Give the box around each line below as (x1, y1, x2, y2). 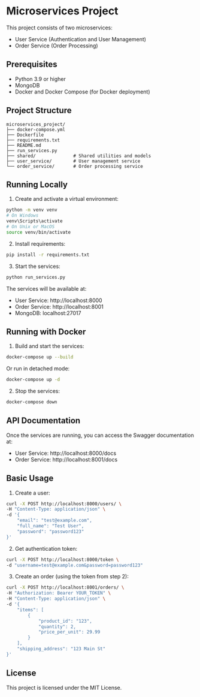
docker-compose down (6, 399, 58, 405)
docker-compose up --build (6, 354, 74, 360)
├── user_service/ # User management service (6, 158, 141, 164)
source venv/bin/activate (6, 229, 71, 235)
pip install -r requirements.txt (6, 252, 90, 258)
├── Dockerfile (6, 132, 44, 138)
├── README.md (6, 142, 42, 148)
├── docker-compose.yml (6, 126, 66, 132)
